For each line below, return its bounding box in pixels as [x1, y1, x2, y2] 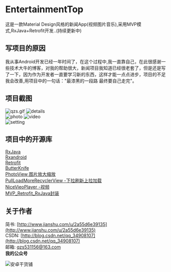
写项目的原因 [5, 44, 46, 53]
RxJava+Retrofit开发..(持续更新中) [11, 27, 82, 34]
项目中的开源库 [5, 134, 52, 144]
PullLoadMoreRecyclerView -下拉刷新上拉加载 [5, 177, 102, 184]
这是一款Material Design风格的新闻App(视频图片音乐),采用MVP [5, 21, 137, 27]
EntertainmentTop [5, 4, 84, 15]
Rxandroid [5, 154, 27, 161]
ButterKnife [5, 165, 30, 171]
